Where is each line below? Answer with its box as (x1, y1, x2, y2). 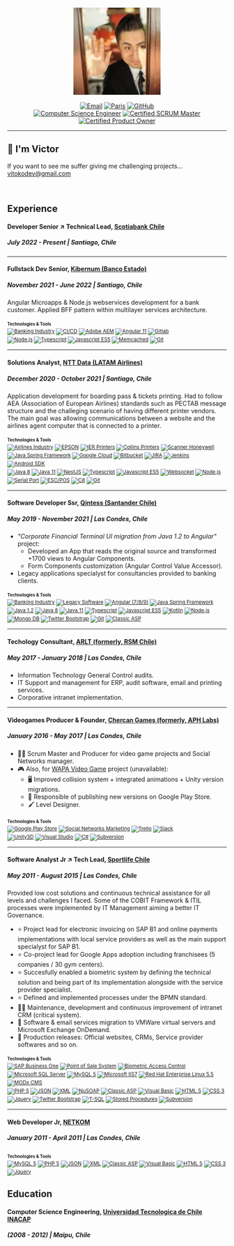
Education (7, 1188, 53, 1200)
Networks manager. (17, 757, 75, 765)
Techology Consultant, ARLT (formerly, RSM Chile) (7, 638, 157, 646)
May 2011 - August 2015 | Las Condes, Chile (7, 871, 137, 879)
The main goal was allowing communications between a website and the (7, 414, 216, 422)
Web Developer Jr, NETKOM (7, 1118, 91, 1126)
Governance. (7, 911, 45, 920)
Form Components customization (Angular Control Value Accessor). (27, 562, 223, 570)
